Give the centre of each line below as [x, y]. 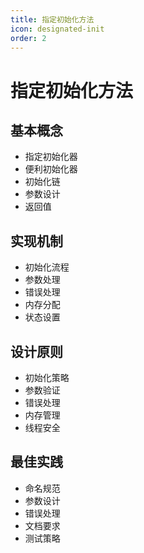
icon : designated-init [57, 29]
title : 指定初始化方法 [52, 19]
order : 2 [28, 38]
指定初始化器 [51, 157]
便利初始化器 [51, 169]
